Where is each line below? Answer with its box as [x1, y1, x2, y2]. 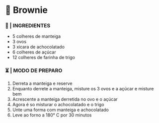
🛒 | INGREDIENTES [5, 22, 51, 29]
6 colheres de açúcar [12, 49, 56, 55]
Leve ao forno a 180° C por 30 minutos [12, 112, 92, 118]
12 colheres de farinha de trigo [12, 55, 76, 61]
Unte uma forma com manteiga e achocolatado [12, 107, 109, 113]
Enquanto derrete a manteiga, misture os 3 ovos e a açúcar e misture [12, 85, 154, 91]
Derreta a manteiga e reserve [12, 80, 73, 86]
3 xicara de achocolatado [12, 44, 65, 50]
